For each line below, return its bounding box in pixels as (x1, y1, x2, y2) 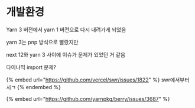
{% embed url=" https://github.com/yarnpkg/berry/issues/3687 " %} (6, 95, 170, 102)
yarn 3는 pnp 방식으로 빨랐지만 (6, 38, 79, 45)
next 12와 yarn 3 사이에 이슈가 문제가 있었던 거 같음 (6, 51, 126, 58)
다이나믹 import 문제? (6, 63, 57, 71)
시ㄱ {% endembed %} (6, 83, 61, 90)
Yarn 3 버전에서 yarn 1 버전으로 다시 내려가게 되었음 (6, 26, 126, 33)
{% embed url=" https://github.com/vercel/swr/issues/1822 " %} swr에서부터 (6, 76, 190, 83)
